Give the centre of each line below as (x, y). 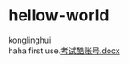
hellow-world (59, 16)
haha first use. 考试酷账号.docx (64, 51)
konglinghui (30, 40)
